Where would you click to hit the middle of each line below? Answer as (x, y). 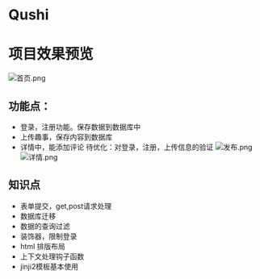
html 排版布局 (43, 246)
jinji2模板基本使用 (49, 266)
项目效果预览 (51, 54)
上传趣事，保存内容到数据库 (66, 137)
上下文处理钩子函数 (52, 256)
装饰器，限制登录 (48, 236)
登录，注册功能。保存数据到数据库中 (80, 127)
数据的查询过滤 (45, 226)
